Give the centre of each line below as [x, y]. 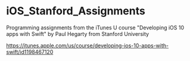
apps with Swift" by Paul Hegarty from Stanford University [78, 33]
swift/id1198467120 [30, 51]
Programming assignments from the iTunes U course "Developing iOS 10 [95, 28]
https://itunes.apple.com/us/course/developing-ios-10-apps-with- [87, 45]
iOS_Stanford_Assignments [76, 11]
